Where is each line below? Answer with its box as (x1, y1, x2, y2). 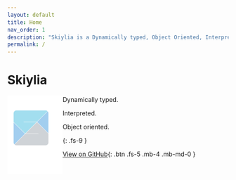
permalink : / (7, 41, 46, 49)
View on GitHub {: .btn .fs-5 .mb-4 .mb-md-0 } (63, 150, 196, 158)
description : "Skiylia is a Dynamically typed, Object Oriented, (7, 34, 202, 41)
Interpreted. (63, 109, 97, 117)
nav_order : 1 (7, 26, 46, 33)
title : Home (7, 18, 42, 26)
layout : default (7, 11, 55, 18)
